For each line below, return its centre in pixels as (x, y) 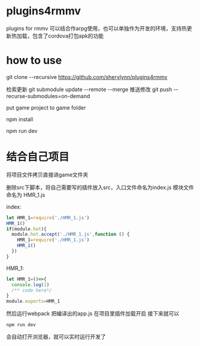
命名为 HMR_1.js (26, 195)
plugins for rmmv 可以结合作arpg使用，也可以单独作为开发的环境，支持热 (97, 28)
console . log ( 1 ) (31, 285)
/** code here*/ (32, 290)
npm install (20, 119)
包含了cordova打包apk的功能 (68, 36)
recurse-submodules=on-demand (48, 96)
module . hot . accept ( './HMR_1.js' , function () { (71, 235)
